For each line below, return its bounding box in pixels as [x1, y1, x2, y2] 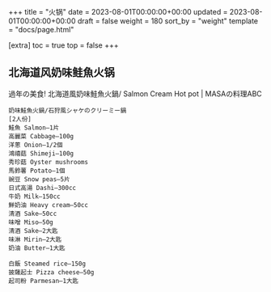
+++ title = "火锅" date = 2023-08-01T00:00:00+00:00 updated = [8, 7, 228, 16]
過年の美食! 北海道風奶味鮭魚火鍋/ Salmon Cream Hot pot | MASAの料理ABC [8, 88, 263, 99]
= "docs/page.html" [8, 25, 74, 34]
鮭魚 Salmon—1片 [8, 124, 60, 132]
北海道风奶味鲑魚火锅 [8, 66, 115, 79]
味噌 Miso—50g [8, 218, 54, 226]
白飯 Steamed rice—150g [8, 260, 87, 268]
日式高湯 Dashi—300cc [8, 184, 77, 192]
